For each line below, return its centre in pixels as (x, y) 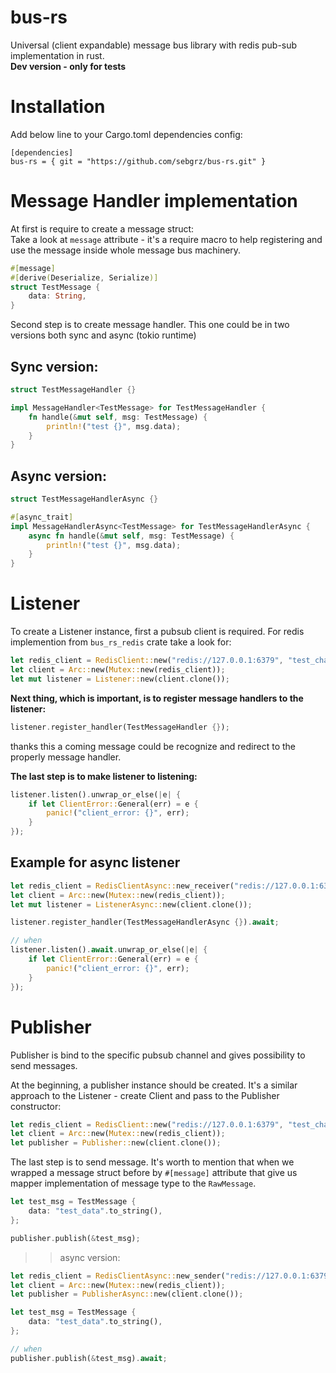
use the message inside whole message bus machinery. (126, 250)
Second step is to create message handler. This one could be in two (150, 325)
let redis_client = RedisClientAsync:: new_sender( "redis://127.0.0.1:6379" (171, 1276)
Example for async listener (95, 862)
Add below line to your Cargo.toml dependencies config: (126, 134)
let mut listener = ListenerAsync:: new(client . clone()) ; (131, 904)
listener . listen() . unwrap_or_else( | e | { (96, 794)
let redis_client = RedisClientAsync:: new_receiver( (122, 886)
